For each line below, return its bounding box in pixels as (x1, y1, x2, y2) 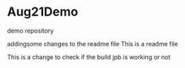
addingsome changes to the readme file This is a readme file (7, 39, 178, 48)
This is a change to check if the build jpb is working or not (7, 52, 171, 61)
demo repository (7, 27, 54, 35)
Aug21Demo (7, 4, 79, 20)
